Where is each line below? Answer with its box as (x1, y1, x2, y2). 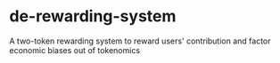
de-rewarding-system (9, 6, 177, 27)
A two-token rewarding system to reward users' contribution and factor (9, 35, 271, 46)
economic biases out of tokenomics (9, 44, 141, 55)
